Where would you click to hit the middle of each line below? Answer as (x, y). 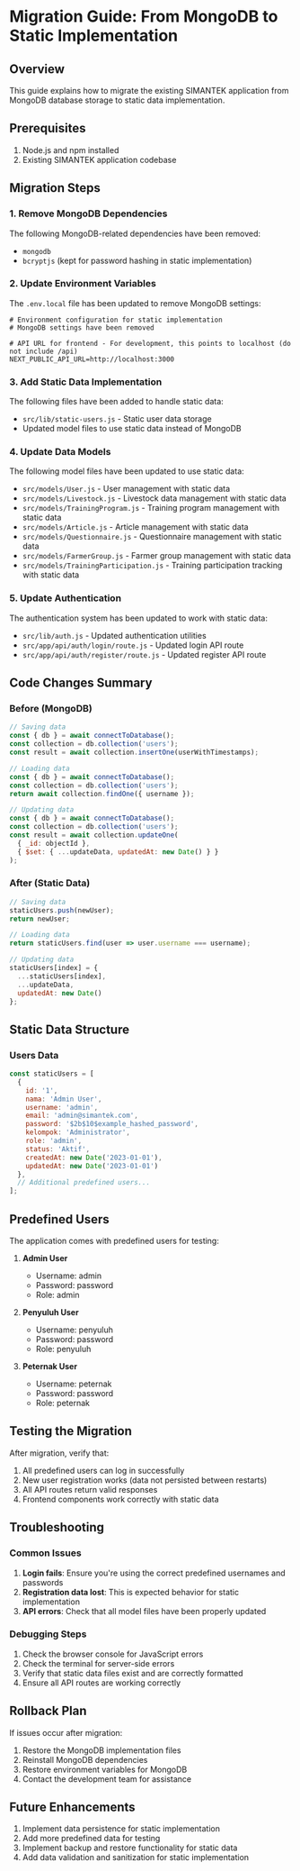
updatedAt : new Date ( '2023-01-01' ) (92, 1166)
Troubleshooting (57, 1527)
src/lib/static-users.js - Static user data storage (117, 419)
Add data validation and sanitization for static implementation (136, 1857)
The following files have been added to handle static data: (117, 402)
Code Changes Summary (81, 683)
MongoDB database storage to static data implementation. (117, 100)
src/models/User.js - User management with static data (126, 489)
